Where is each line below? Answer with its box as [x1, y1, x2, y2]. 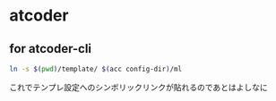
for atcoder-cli [9, 41, 92, 56]
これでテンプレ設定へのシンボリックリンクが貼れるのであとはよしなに [9, 81, 269, 92]
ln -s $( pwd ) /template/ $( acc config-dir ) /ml [9, 64, 182, 73]
